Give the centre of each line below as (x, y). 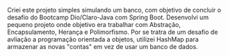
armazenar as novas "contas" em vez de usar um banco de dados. (103, 47)
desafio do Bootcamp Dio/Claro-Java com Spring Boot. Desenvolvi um (108, 17)
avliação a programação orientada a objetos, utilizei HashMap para (103, 39)
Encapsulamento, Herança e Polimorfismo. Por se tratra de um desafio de (113, 32)
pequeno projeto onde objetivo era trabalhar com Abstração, (94, 25)
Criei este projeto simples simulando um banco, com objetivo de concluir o (114, 10)
